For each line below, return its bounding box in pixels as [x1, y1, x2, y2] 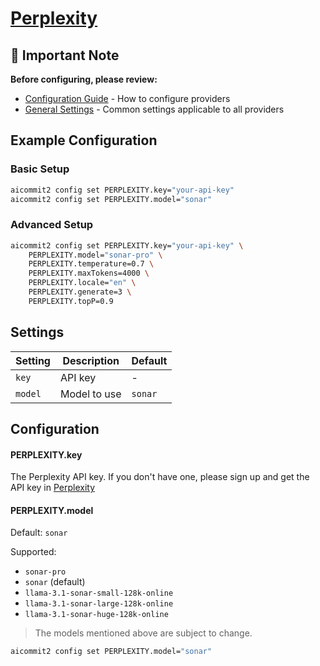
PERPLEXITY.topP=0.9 [28, 296, 114, 306]
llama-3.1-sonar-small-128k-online [24, 588, 174, 599]
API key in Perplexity [10, 482, 96, 494]
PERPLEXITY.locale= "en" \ [28, 278, 137, 288]
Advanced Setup [10, 218, 94, 232]
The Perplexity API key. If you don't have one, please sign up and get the [10, 471, 310, 483]
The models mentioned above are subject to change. [34, 627, 253, 639]
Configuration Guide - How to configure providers [24, 93, 231, 104]
